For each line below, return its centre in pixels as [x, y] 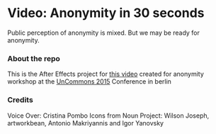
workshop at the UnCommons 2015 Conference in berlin [90, 82]
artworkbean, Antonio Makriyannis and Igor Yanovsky [86, 123]
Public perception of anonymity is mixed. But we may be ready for [104, 33]
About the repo [34, 58]
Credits [20, 100]
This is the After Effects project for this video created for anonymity [106, 74]
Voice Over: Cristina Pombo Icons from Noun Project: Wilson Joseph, [108, 116]
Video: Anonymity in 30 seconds [106, 13]
